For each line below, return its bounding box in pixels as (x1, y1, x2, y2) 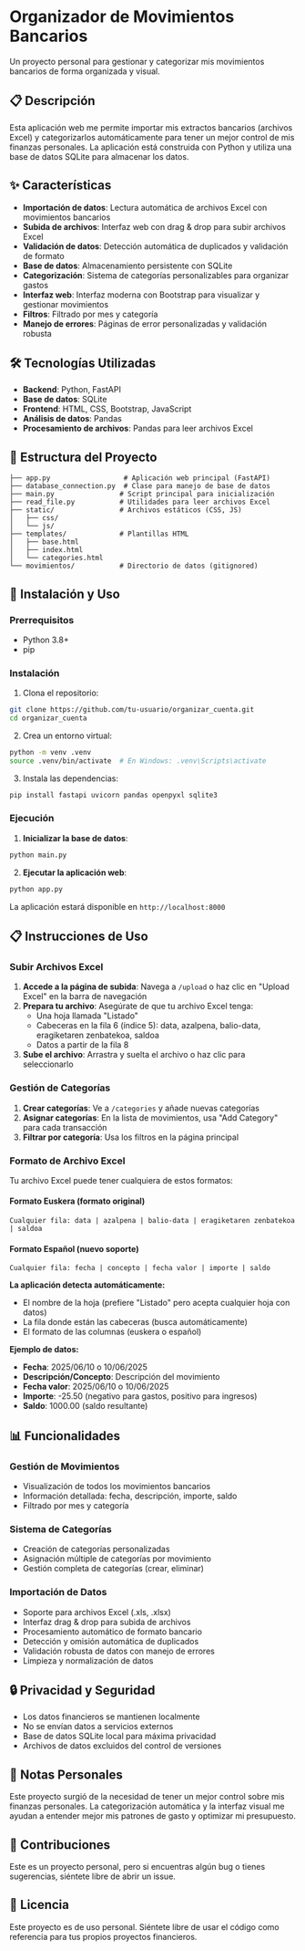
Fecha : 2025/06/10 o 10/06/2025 (22, 1362, 147, 1372)
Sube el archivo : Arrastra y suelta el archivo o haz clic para (22, 1049, 246, 1060)
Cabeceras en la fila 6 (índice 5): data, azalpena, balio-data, (36, 1020, 261, 1031)
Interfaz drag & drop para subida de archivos (22, 1616, 191, 1627)
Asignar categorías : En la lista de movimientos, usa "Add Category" (22, 1111, 279, 1123)
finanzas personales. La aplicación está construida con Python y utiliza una (9, 141, 292, 152)
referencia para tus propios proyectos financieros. (9, 1931, 198, 1942)
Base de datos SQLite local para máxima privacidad (22, 1731, 217, 1742)
